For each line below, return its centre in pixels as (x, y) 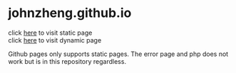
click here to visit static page (50, 33)
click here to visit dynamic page (55, 40)
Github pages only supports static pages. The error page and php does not (118, 54)
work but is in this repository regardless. (67, 61)
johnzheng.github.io (70, 13)
